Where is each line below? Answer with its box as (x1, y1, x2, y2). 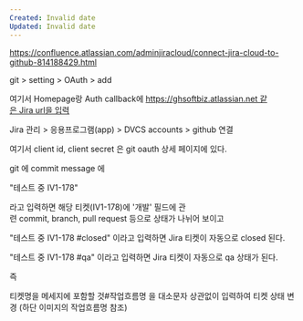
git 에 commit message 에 (9, 162, 105, 173)
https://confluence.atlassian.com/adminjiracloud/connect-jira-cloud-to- (9, 47, 279, 57)
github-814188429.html (9, 57, 98, 67)
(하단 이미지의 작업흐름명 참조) (18, 302, 128, 313)
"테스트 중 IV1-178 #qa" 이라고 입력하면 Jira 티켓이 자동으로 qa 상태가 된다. (9, 252, 278, 263)
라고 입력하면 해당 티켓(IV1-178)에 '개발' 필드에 (9, 202, 177, 212)
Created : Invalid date (9, 13, 96, 23)
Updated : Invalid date (9, 22, 96, 31)
